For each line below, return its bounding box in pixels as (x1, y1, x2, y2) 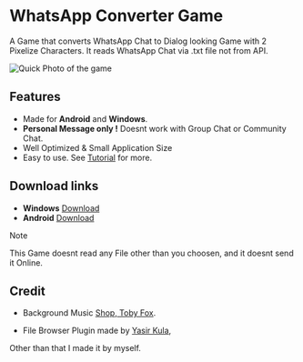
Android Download (22, 212, 95, 223)
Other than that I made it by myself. (9, 343, 141, 354)
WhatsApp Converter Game (9, 5, 224, 26)
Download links (9, 178, 99, 194)
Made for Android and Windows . (22, 113, 148, 124)
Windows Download (22, 202, 100, 214)
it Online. (9, 256, 44, 268)
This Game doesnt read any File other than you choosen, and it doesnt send (9, 247, 294, 258)
